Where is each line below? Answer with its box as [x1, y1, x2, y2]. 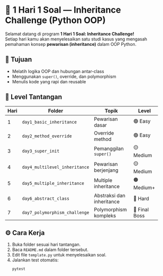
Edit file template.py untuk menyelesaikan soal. [12, 252, 107, 258]
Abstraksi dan [94, 192, 126, 199]
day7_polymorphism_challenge [22, 210, 90, 215]
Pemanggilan [94, 145, 124, 152]
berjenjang [94, 167, 119, 174]
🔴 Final [133, 206, 149, 213]
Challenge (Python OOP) [5, 15, 106, 26]
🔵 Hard [133, 195, 149, 202]
